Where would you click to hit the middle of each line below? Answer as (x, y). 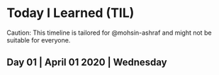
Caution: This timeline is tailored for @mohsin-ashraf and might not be (109, 33)
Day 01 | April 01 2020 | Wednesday (87, 63)
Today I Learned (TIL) (71, 13)
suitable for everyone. (39, 40)
